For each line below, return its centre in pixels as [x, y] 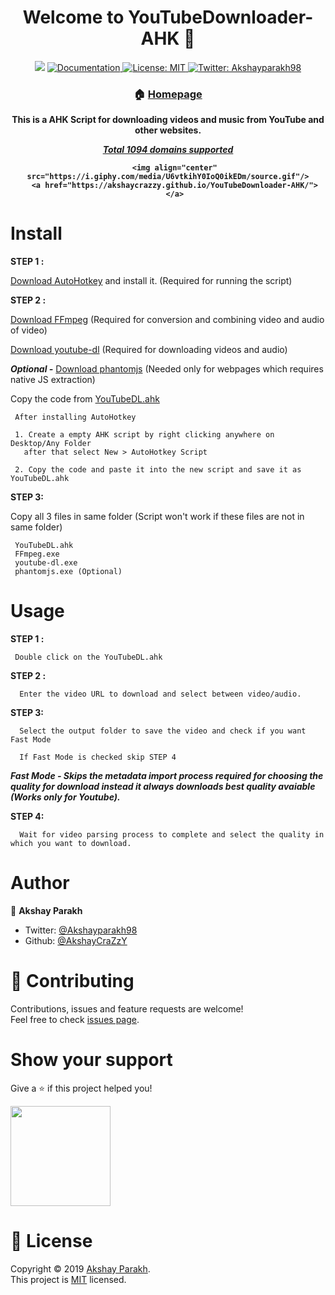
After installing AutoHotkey [75, 417]
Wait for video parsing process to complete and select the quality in [172, 835]
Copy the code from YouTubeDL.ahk [85, 399]
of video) [29, 330]
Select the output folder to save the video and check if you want [163, 731]
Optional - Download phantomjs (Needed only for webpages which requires [167, 369]
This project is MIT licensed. [68, 1279]
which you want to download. [71, 844]
